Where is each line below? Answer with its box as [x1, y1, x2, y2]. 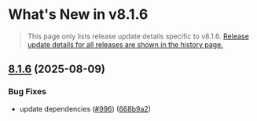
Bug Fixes [8, 86, 47, 97]
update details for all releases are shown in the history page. [27, 39, 224, 49]
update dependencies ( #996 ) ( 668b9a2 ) [19, 104, 152, 113]
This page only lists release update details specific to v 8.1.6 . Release [27, 31, 249, 41]
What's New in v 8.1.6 [8, 5, 149, 24]
